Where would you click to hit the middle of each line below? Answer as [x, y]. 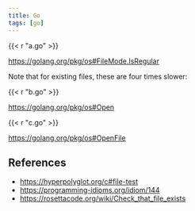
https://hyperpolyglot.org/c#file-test [79, 182]
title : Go [25, 15]
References [37, 162]
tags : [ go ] [26, 23]
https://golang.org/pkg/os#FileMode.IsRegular [84, 61]
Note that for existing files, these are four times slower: [98, 76]
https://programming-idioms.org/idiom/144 [90, 190]
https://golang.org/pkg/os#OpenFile [67, 138]
